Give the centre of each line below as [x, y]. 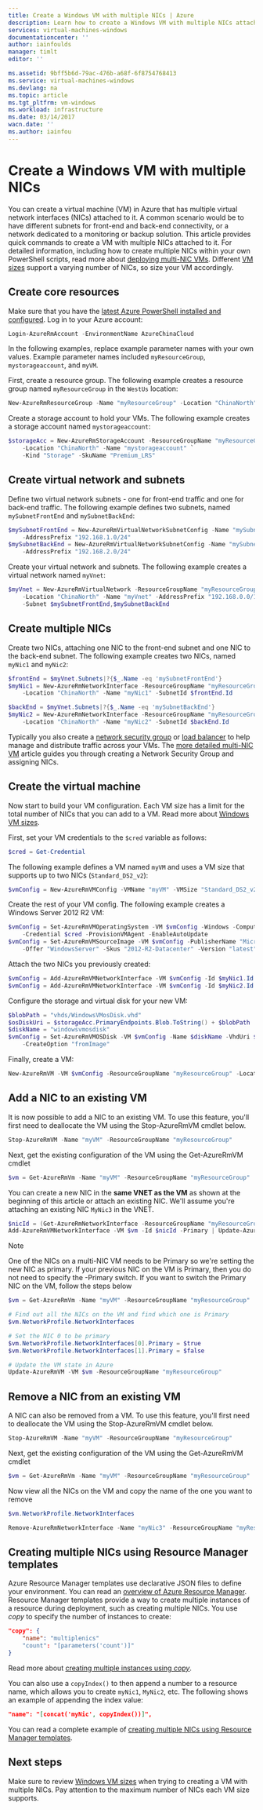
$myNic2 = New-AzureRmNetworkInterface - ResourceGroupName [106, 715]
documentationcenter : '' [49, 37]
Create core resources [64, 292]
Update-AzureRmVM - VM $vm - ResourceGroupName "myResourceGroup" [115, 1372]
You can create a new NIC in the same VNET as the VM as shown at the [124, 1192]
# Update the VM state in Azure [61, 1365]
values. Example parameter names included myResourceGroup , [107, 357]
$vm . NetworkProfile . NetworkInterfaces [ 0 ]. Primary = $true [104, 1343]
